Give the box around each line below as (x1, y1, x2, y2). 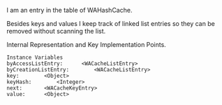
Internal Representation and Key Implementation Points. (6, 41, 167, 48)
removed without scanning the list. (6, 27, 106, 35)
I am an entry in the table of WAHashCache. (6, 6, 133, 14)
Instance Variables (6, 54, 64, 61)
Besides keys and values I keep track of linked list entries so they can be (6, 20, 216, 27)
